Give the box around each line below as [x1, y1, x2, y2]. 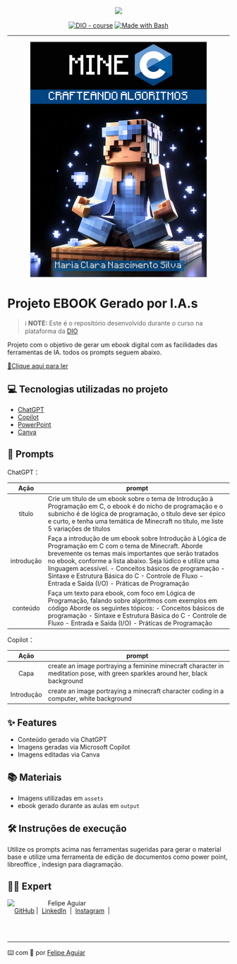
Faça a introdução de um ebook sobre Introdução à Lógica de [47, 534, 227, 543]
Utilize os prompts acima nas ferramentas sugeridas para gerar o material [7, 845, 221, 853]
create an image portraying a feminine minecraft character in [48, 662, 224, 670]
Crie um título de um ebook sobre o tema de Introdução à [47, 494, 214, 502]
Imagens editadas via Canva [17, 750, 100, 759]
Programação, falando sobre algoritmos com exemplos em [47, 596, 217, 605]
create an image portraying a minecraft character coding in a [48, 687, 224, 695]
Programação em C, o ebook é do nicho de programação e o [47, 502, 224, 510]
